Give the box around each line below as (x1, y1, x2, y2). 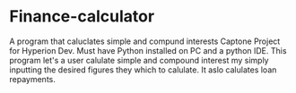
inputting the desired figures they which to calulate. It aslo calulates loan (9, 64, 277, 75)
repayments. (9, 73, 56, 84)
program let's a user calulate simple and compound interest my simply (9, 55, 269, 65)
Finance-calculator (9, 6, 155, 27)
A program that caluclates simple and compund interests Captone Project (9, 36, 281, 46)
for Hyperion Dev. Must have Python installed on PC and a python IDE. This (9, 45, 287, 55)
